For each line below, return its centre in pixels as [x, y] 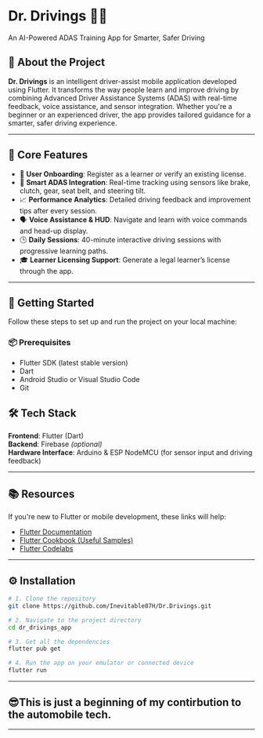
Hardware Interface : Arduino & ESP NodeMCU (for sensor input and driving [130, 453]
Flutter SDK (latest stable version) [74, 362]
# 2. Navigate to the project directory [75, 620]
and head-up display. [54, 231]
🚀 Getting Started [51, 302]
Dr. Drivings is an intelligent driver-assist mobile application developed [122, 81]
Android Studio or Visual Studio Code [79, 379]
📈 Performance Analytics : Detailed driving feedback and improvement [135, 199]
